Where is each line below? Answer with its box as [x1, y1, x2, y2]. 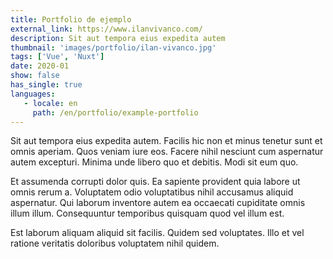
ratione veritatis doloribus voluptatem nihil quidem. [10, 237, 220, 250]
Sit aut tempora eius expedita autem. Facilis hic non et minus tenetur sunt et [10, 135, 323, 147]
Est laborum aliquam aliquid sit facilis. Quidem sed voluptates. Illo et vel [10, 227, 305, 239]
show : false [10, 71, 60, 81]
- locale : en [23, 98, 78, 108]
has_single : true [10, 80, 83, 90]
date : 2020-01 [10, 61, 70, 71]
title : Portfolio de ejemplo [10, 14, 132, 25]
